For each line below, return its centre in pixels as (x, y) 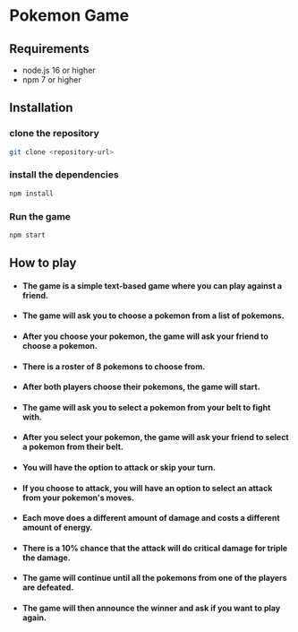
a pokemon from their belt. (72, 447)
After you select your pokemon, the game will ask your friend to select (155, 437)
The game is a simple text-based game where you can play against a (152, 286)
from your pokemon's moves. (78, 498)
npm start (28, 235)
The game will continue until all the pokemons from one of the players (155, 578)
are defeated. (48, 587)
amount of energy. (57, 528)
